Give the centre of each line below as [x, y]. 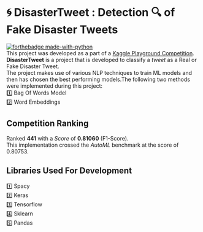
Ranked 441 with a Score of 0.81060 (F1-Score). [67, 138]
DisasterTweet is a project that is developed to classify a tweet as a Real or [102, 60]
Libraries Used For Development [69, 171]
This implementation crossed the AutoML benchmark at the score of [93, 145]
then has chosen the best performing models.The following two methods [98, 79]
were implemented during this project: [55, 86]
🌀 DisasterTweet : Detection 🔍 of [91, 13]
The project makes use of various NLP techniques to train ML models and [99, 72]
